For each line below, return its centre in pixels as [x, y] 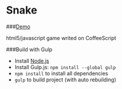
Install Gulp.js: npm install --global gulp [65, 67]
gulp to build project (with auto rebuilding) [65, 80]
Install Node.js [32, 61]
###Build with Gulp [29, 49]
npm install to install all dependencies [61, 73]
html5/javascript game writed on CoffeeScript [61, 38]
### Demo [18, 27]
